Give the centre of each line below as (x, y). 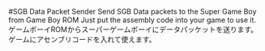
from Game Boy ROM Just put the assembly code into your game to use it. (132, 20)
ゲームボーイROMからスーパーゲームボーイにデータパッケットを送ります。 (133, 29)
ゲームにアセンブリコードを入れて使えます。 (82, 39)
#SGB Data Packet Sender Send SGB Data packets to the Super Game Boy (132, 12)
